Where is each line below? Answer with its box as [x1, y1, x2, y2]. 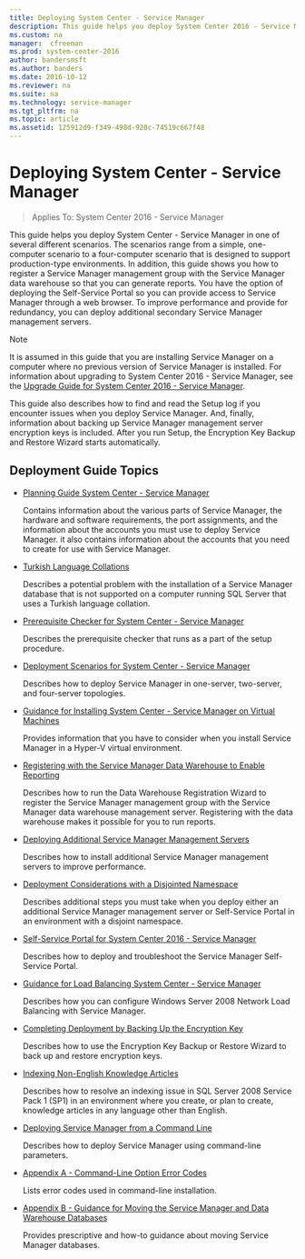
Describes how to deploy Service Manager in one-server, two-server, [22, 678, 283, 689]
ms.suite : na [9, 89, 59, 98]
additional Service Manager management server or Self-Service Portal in [22, 905, 295, 916]
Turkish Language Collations [22, 561, 130, 572]
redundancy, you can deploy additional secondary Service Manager [9, 306, 263, 317]
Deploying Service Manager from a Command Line [22, 1122, 212, 1133]
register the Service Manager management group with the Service [22, 796, 271, 807]
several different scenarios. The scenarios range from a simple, [9, 238, 247, 250]
